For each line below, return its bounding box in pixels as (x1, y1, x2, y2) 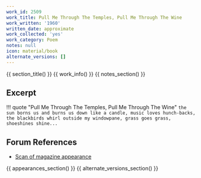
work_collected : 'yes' (6, 31, 63, 37)
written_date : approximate (6, 25, 74, 32)
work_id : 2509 (6, 8, 42, 15)
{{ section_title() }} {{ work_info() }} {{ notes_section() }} (6, 70, 146, 77)
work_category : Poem (6, 37, 59, 43)
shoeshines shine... (6, 121, 59, 127)
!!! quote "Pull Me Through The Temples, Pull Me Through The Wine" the (6, 104, 187, 111)
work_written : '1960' (6, 20, 61, 26)
